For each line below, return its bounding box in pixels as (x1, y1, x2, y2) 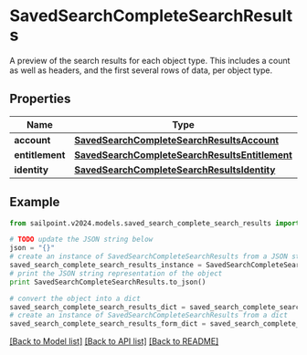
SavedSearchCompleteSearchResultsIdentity (74, 163, 276, 176)
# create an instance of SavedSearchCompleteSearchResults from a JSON (9, 252, 288, 261)
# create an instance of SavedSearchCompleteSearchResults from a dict (9, 311, 288, 320)
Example (9, 194, 60, 210)
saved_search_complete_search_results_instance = (9, 261, 203, 270)
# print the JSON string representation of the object (9, 268, 223, 278)
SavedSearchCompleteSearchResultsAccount (74, 133, 280, 146)
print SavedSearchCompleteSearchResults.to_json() (9, 277, 206, 287)
